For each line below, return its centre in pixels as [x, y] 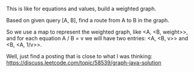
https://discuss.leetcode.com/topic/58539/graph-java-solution [84, 63]
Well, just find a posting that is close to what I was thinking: [79, 56]
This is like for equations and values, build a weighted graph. [81, 9]
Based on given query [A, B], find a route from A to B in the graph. [88, 20]
